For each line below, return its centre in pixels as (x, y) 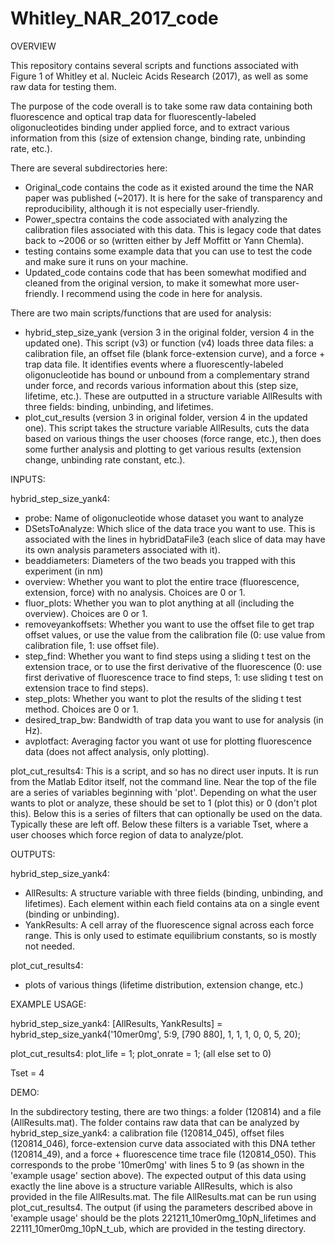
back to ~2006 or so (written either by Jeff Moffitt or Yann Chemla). (164, 240)
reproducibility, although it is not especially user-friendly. (142, 208)
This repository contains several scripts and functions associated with (154, 65)
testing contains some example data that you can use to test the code (168, 251)
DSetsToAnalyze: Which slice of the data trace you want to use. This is (170, 528)
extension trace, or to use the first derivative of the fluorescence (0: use (173, 666)
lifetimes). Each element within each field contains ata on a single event (172, 903)
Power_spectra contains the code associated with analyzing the (156, 219)
